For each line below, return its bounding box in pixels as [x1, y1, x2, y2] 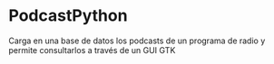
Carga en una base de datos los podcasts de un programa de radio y [8, 35, 266, 46]
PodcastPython [8, 5, 128, 26]
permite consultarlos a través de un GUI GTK [8, 44, 176, 55]
